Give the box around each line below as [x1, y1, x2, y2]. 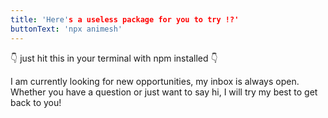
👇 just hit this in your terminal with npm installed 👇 [10, 52, 218, 64]
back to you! [10, 96, 62, 108]
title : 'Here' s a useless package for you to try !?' [10, 14, 240, 25]
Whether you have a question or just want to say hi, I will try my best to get [10, 86, 318, 98]
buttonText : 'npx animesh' [10, 24, 123, 34]
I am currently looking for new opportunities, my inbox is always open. [10, 75, 300, 87]
